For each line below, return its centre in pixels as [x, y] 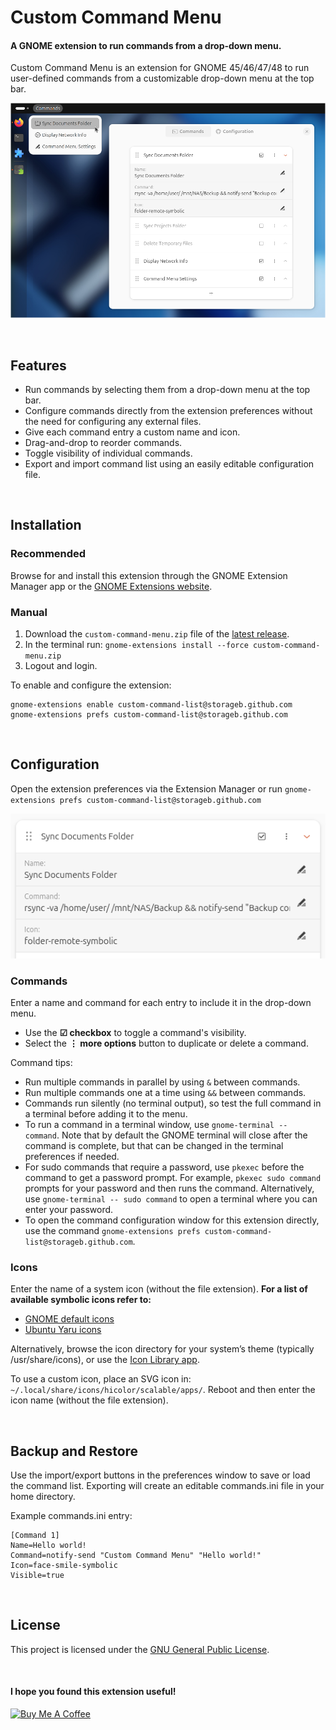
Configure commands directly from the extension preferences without [168, 411]
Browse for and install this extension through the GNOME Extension [149, 575]
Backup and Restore [74, 1451]
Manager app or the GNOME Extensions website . [111, 586]
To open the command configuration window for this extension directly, [172, 1220]
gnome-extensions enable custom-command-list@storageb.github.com [151, 705]
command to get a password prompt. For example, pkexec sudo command [173, 1177]
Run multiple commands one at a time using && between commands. [165, 1092]
